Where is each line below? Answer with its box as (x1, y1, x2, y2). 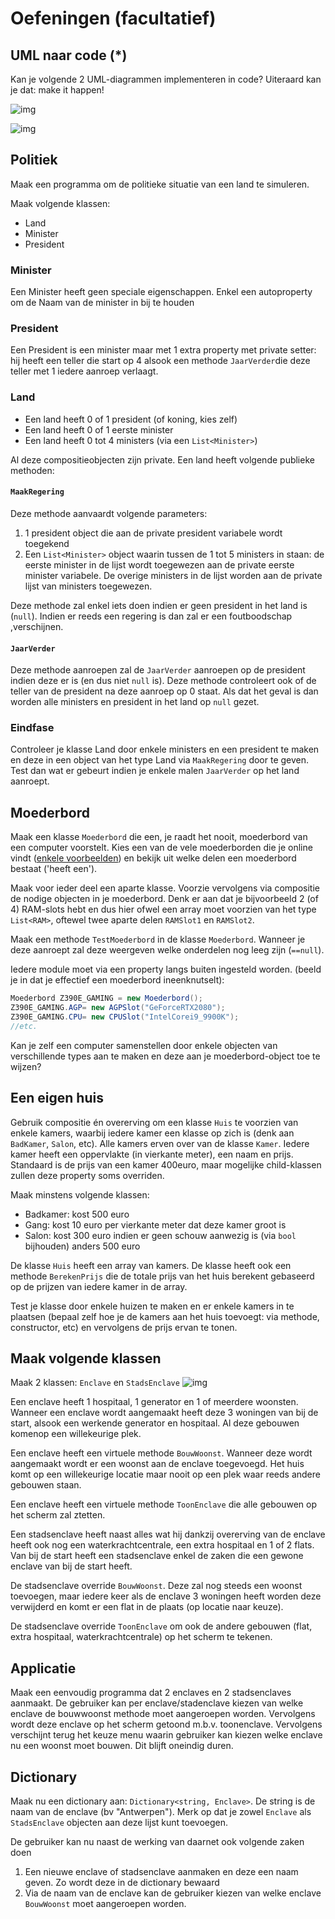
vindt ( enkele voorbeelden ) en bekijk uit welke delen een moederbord (10, 852, 297, 864)
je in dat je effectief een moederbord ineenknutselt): (10, 974, 225, 986)
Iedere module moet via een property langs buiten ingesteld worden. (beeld (10, 963, 322, 976)
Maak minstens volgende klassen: (10, 1188, 150, 1201)
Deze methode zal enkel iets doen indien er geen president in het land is (10, 599, 308, 611)
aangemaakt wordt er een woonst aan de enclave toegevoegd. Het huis (10, 1458, 305, 1470)
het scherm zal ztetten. (10, 1509, 106, 1521)
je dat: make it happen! (10, 84, 105, 96)
